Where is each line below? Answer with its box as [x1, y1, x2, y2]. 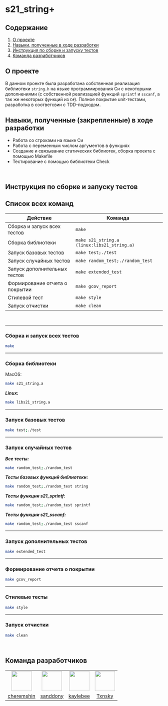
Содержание [5, 23, 48, 32]
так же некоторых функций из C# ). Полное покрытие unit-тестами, [5, 96, 146, 102]
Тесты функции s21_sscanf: [5, 511, 66, 518]
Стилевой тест [7, 294, 43, 301]
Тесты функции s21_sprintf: [5, 493, 66, 499]
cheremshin [7, 692, 36, 699]
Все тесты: [5, 455, 29, 461]
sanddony [40, 692, 64, 699]
